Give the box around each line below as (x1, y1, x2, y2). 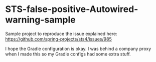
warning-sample (5, 14, 76, 25)
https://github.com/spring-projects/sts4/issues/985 (5, 36, 112, 42)
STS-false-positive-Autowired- (5, 3, 138, 15)
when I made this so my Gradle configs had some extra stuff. (5, 51, 131, 57)
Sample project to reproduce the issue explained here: (5, 30, 117, 36)
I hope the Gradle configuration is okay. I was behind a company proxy (5, 45, 151, 51)
